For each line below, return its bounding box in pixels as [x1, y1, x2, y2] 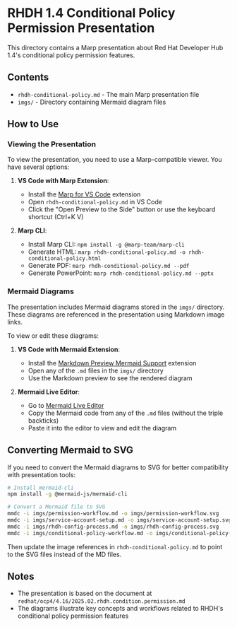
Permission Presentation [7, 20, 155, 36]
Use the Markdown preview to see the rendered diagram [28, 373, 193, 382]
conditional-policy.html [28, 255, 102, 262]
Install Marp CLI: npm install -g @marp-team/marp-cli [28, 240, 186, 249]
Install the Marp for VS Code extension [28, 190, 141, 199]
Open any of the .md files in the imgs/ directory [28, 366, 164, 375]
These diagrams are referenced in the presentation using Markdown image [7, 310, 225, 319]
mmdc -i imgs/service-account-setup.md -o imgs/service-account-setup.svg [7, 517, 232, 524]
